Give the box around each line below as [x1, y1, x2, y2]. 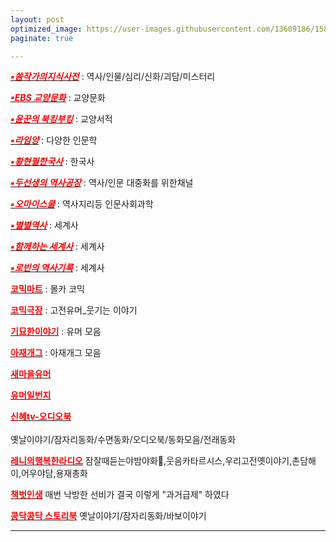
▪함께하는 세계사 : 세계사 [10, 241, 105, 253]
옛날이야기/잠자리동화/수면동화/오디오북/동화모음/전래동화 [10, 434, 237, 446]
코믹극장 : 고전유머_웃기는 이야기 [10, 304, 138, 316]
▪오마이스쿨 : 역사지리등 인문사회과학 [10, 198, 154, 210]
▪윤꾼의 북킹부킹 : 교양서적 [10, 113, 113, 125]
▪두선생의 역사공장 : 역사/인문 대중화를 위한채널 [10, 177, 194, 189]
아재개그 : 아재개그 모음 [10, 347, 102, 359]
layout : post [10, 14, 65, 25]
